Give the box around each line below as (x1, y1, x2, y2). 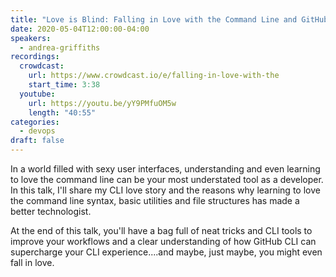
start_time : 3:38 (28, 80, 101, 90)
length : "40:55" (28, 107, 97, 118)
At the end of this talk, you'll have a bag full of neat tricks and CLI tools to (10, 225, 313, 236)
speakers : (10, 33, 52, 43)
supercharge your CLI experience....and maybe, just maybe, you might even (10, 246, 323, 258)
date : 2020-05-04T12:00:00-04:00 (10, 24, 150, 34)
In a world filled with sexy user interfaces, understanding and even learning (10, 163, 321, 175)
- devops (19, 126, 56, 136)
